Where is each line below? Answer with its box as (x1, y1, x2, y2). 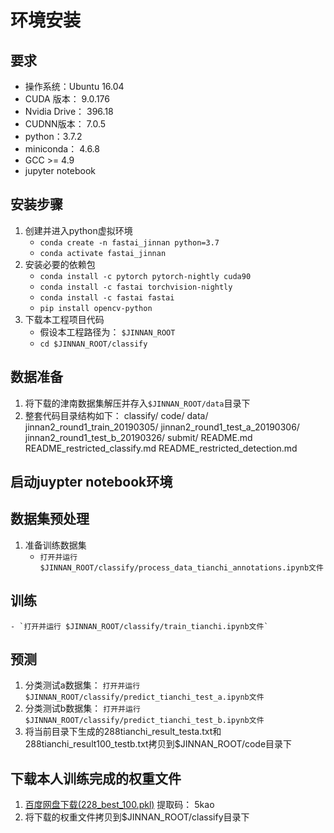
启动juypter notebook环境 (10, 474, 173, 491)
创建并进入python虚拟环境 (24, 224, 133, 236)
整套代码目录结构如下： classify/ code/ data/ (24, 409, 209, 421)
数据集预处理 (10, 511, 90, 528)
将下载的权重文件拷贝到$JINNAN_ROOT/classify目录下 (24, 811, 250, 823)
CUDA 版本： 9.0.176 (24, 93, 110, 105)
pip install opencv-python (39, 303, 153, 313)
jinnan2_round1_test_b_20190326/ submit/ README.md (24, 431, 253, 443)
